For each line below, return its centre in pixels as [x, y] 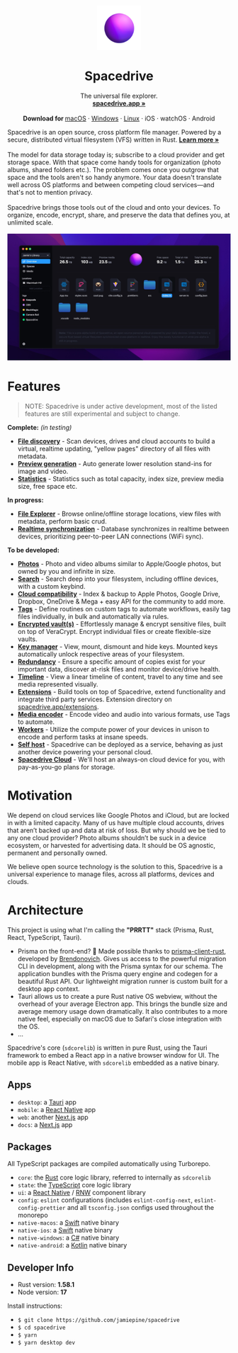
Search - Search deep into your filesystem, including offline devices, [118, 579]
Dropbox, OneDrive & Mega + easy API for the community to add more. [121, 601]
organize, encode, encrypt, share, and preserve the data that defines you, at [119, 215]
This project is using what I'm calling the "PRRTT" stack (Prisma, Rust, [110, 929]
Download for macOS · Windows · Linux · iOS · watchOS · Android [119, 118]
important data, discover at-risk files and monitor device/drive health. [119, 669]
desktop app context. [49, 989]
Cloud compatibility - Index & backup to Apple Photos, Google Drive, [119, 594]
